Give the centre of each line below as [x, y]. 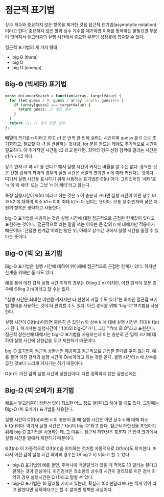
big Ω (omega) [27, 67]
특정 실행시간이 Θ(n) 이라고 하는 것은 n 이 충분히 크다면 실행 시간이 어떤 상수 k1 [81, 195]
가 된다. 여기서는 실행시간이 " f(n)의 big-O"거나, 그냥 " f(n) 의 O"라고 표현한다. [80, 328]
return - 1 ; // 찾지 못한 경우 [37, 123]
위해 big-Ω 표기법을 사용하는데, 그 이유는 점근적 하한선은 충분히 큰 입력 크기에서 [81, 432]
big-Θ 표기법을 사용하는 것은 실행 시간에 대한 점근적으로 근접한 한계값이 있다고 [80, 218]
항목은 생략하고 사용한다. [38, 208]
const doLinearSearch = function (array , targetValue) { [63, 96]
